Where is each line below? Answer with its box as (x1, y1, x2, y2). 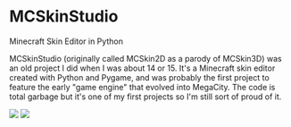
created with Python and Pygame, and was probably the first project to (9, 72, 270, 82)
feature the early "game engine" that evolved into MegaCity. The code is (9, 81, 276, 92)
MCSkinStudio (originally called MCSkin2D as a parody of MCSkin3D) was (9, 53, 283, 63)
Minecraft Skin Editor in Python (9, 36, 123, 47)
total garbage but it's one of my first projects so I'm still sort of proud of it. (9, 91, 282, 102)
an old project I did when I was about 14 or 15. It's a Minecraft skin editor (9, 63, 276, 73)
